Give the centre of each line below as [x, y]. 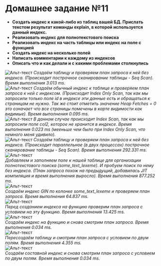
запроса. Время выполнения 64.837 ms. [47, 196]
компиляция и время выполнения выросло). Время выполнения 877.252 [80, 176]
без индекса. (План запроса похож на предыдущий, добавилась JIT [76, 170]
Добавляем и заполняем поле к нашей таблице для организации [73, 160]
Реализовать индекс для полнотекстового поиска [65, 37]
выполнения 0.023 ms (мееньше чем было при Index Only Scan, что [75, 129]
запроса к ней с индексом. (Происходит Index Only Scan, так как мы [77, 93]
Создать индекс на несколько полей [51, 53]
